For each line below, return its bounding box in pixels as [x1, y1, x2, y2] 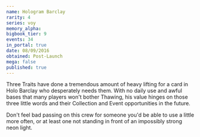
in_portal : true [6, 42, 47, 48]
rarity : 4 [6, 14, 31, 20]
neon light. [6, 124, 33, 132]
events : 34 [6, 36, 34, 42]
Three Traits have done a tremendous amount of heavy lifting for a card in [6, 81, 189, 88]
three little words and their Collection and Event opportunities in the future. [6, 100, 190, 107]
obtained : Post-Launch [6, 53, 63, 59]
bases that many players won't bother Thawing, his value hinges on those [6, 93, 189, 101]
